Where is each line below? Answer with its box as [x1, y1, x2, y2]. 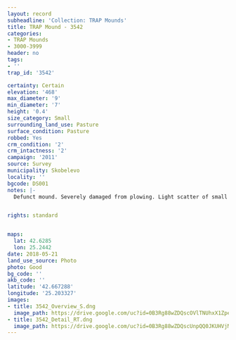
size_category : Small [7, 115, 71, 122]
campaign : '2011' [7, 154, 58, 161]
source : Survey [7, 160, 52, 168]
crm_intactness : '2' [7, 147, 68, 155]
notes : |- [7, 187, 37, 194]
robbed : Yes [7, 134, 42, 141]
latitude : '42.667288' [7, 283, 74, 291]
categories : [7, 30, 42, 37]
